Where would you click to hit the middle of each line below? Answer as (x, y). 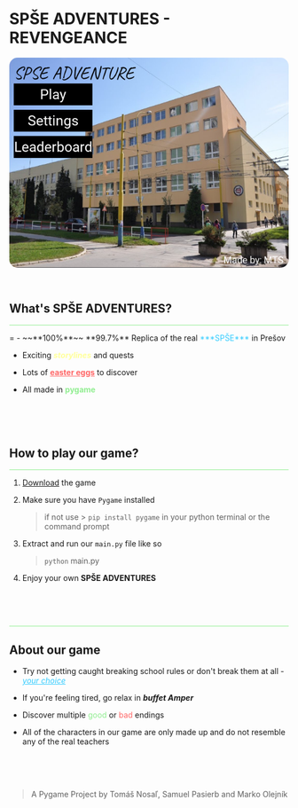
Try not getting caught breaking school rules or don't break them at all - (153, 671)
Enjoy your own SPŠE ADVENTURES (89, 578)
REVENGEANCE (68, 38)
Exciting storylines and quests (78, 356)
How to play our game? (74, 453)
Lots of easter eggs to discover (80, 373)
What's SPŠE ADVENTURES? (91, 308)
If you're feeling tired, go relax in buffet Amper (108, 697)
